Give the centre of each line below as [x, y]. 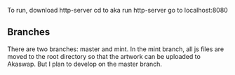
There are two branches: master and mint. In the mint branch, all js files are [116, 49]
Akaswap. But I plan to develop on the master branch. [85, 64]
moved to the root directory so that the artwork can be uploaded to [104, 56]
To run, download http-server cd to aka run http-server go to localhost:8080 [117, 10]
